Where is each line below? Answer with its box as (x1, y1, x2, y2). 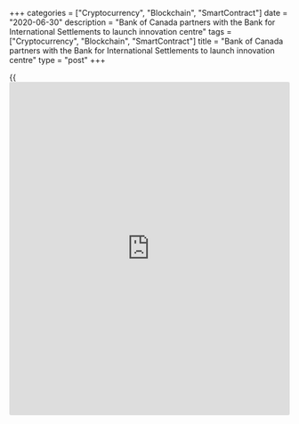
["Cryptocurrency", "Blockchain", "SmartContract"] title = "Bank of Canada (9, 36, 284, 46)
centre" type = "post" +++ (9, 55, 106, 65)
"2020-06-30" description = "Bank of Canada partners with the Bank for (9, 17, 276, 28)
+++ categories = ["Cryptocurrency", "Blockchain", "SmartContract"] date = (9, 8, 288, 18)
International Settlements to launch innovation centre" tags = (9, 27, 232, 36)
